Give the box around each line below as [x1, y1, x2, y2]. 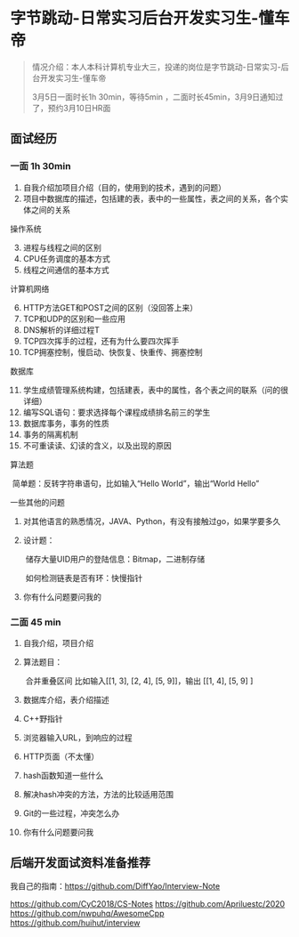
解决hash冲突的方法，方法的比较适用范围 [22, 788, 174, 799]
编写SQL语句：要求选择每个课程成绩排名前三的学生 [22, 407, 211, 417]
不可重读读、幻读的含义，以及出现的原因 [22, 440, 172, 450]
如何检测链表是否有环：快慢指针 [25, 572, 143, 583]
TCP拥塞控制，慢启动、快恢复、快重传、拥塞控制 [22, 346, 203, 357]
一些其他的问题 [10, 497, 65, 507]
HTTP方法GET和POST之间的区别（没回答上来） [22, 302, 198, 312]
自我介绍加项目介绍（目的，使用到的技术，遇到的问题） [22, 182, 226, 192]
